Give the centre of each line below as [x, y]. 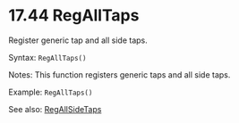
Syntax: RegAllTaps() [47, 57]
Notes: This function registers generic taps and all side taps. [119, 74]
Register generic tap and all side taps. [78, 40]
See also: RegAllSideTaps [55, 109]
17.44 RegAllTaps [74, 16]
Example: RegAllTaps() [51, 92]
